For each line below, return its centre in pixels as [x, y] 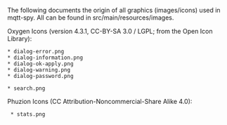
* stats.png [28, 114]
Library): [20, 39]
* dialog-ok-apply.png [40, 64]
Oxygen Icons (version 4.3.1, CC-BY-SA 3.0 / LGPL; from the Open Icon [110, 31]
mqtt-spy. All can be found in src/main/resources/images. [91, 18]
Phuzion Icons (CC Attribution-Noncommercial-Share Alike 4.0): [100, 101]
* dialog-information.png [45, 58]
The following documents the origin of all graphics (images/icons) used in [114, 10]
